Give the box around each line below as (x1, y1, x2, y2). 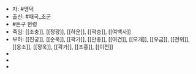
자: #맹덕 (12, 5, 34, 12)
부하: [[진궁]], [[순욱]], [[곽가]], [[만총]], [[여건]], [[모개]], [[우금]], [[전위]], (12, 36, 190, 42)
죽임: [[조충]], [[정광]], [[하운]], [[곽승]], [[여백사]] (12, 28, 132, 35)
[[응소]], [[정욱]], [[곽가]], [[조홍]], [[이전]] (12, 43, 113, 50)
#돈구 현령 (12, 21, 38, 27)
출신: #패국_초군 (12, 13, 51, 20)
